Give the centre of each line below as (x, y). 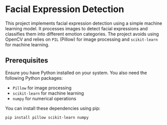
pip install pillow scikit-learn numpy (47, 117)
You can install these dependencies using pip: (53, 108)
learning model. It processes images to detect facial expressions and (76, 28)
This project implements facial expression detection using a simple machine (84, 23)
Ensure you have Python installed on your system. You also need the (76, 73)
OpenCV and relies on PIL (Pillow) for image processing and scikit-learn (81, 39)
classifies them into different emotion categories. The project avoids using (82, 34)
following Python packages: (34, 78)
